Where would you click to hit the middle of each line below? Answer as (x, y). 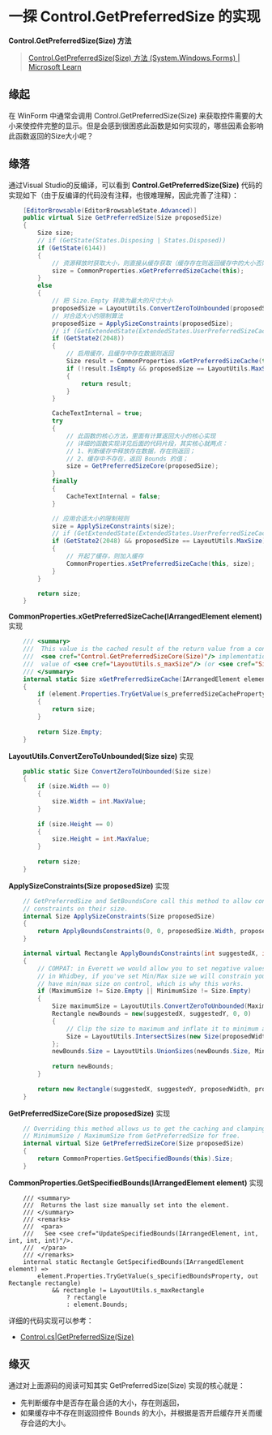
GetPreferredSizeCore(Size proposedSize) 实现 (89, 1113)
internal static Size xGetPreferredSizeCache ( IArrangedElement (132, 679)
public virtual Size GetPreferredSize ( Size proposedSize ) (123, 218)
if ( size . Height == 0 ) (76, 824)
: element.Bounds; (97, 1304)
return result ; (106, 383)
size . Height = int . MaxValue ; (101, 839)
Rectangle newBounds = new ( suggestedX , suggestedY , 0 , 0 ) (151, 1014)
